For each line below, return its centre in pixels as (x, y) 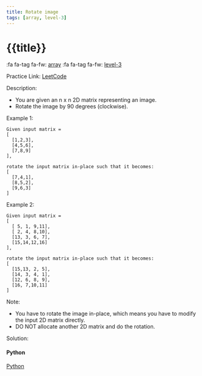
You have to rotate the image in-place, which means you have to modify (106, 314)
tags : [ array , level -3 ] (37, 18)
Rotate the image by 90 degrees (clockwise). (71, 107)
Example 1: (20, 118)
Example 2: (20, 205)
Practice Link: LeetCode (37, 76)
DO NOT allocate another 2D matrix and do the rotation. (85, 327)
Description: (22, 88)
